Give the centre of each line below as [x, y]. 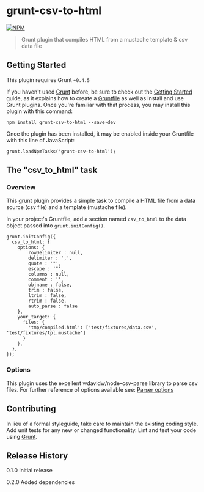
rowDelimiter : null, [56, 253]
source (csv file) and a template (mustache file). [67, 207]
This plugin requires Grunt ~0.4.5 [48, 79]
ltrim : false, [48, 296]
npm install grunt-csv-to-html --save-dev [61, 122]
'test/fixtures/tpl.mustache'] [46, 333]
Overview [21, 188]
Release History [37, 456]
